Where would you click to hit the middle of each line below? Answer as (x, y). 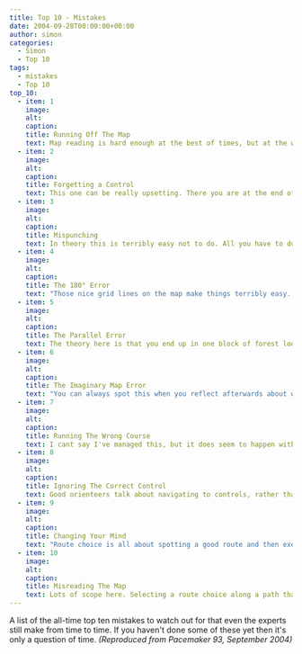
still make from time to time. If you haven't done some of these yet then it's (148, 630)
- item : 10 (38, 553)
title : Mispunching (62, 235)
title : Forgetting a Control (80, 185)
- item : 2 (36, 151)
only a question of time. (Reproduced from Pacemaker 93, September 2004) (151, 639)
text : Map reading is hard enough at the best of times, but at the (156, 143)
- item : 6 (36, 352)
